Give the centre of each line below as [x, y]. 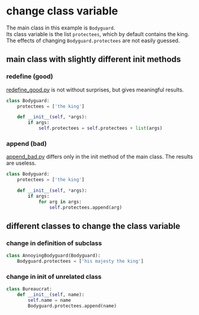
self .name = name [49, 301]
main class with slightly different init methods [94, 59]
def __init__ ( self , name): [51, 295]
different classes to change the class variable [93, 226]
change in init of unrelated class [54, 277]
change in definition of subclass [54, 243]
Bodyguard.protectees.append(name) [72, 306]
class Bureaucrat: [29, 289]
